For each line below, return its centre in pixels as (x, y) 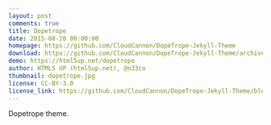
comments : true (34, 23)
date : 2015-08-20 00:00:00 (54, 38)
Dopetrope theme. (39, 114)
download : (25, 53)
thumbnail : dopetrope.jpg (52, 76)
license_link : (32, 91)
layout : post (30, 16)
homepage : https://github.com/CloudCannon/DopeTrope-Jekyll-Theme (122, 46)
